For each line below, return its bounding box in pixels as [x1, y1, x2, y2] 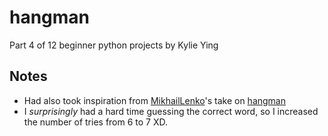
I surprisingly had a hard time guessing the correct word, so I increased [23, 105, 319, 117]
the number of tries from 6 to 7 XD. [23, 116, 169, 128]
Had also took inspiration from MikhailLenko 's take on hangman [23, 94, 287, 106]
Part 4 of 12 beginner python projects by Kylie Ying [9, 39, 219, 51]
